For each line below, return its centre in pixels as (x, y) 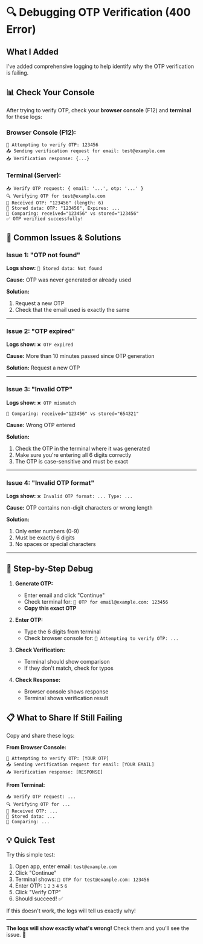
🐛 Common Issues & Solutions (64, 238)
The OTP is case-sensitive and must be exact (72, 461)
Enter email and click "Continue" (64, 595)
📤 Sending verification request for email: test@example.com (86, 151)
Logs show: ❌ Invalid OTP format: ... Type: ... (69, 496)
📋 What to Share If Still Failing (64, 718)
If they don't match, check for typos (69, 668)
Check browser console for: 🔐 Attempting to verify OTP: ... (101, 638)
